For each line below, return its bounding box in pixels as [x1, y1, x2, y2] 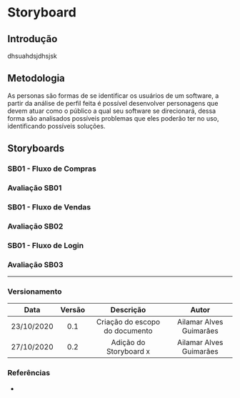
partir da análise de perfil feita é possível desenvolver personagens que [7, 99, 219, 107]
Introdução [7, 33, 58, 45]
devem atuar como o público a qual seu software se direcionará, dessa [7, 106, 216, 115]
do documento [103, 326, 153, 336]
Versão [60, 305, 86, 315]
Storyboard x [106, 347, 151, 357]
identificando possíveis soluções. [7, 121, 106, 130]
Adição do [111, 337, 146, 347]
